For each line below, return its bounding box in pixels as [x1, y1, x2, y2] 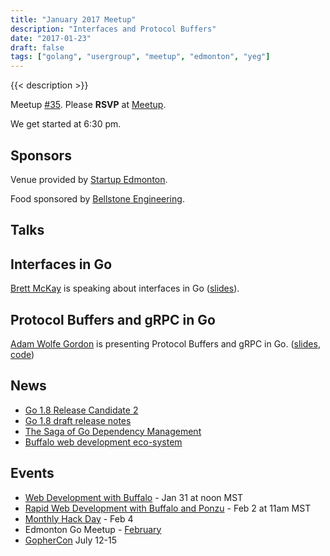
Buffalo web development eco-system [24, 436, 183, 448]
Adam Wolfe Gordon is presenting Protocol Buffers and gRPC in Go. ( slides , [10, 337, 321, 350]
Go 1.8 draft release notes [24, 414, 132, 426]
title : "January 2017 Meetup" [10, 14, 137, 25]
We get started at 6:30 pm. [10, 118, 122, 130]
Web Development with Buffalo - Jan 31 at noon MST [24, 491, 244, 503]
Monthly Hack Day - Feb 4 [24, 512, 134, 525]
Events [10, 465, 55, 482]
